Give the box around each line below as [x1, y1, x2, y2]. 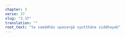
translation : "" [5, 20, 38, 25]
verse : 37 [5, 12, 25, 16]
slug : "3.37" [5, 16, 32, 21]
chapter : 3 [5, 7, 27, 12]
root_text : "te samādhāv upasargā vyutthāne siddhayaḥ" [5, 25, 121, 30]
